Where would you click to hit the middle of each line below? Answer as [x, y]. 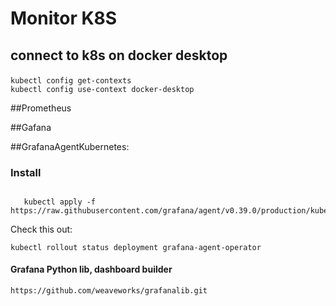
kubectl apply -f [60, 202]
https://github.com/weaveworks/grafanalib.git [109, 291]
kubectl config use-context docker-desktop [102, 89]
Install [26, 172]
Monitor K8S [64, 18]
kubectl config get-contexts [71, 80]
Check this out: [41, 229]
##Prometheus [41, 108]
